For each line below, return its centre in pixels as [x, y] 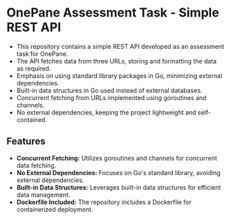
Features [26, 142]
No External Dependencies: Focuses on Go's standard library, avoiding [118, 172]
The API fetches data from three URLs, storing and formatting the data [117, 61]
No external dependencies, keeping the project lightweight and [106, 112]
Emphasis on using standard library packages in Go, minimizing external [119, 76]
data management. [43, 194]
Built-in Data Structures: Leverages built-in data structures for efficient [119, 187]
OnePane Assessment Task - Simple [113, 13]
